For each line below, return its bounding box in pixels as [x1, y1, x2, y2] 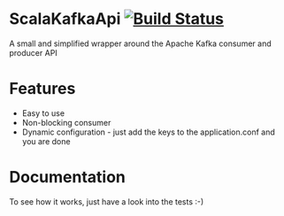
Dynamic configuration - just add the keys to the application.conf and [21, 127, 276, 137]
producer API [9, 47, 58, 58]
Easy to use [21, 107, 65, 119]
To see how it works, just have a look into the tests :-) [9, 196, 204, 207]
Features [9, 79, 76, 99]
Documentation [9, 167, 127, 188]
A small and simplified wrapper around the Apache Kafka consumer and [9, 38, 272, 49]
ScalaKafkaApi [9, 9, 121, 29]
